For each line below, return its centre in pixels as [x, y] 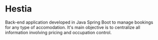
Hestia [19, 9]
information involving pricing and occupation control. [58, 32]
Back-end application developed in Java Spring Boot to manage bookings [79, 22]
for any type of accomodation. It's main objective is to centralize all [73, 27]
